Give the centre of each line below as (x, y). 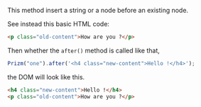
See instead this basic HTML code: (59, 24)
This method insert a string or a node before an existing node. (98, 10)
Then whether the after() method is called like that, (83, 50)
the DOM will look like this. (46, 77)
